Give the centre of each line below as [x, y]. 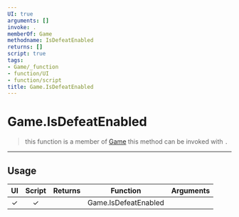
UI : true [20, 14]
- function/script [34, 80]
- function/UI [28, 73]
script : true [27, 54]
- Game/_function [33, 67]
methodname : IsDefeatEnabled [51, 41]
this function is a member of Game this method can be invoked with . [126, 142]
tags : [15, 60]
